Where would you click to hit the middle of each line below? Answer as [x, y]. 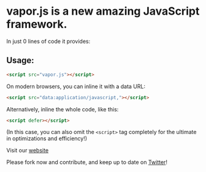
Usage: [21, 60]
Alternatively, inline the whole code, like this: [63, 109]
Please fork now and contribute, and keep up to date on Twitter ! [87, 162]
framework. [37, 24]
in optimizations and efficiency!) [47, 138]
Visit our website [28, 151]
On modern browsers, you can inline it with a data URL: [76, 86]
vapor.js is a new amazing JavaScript [103, 11]
